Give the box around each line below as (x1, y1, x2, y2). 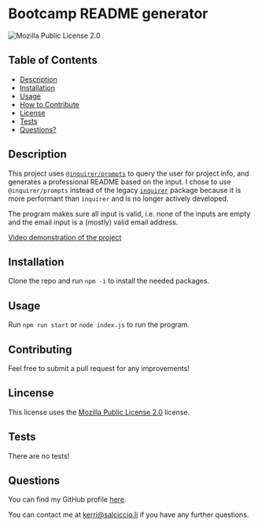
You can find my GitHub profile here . (8, 495, 127, 504)
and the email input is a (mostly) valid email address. (8, 217, 179, 227)
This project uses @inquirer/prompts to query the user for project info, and (8, 169, 249, 178)
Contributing (8, 343, 72, 356)
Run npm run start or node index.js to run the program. (8, 320, 190, 329)
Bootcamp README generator (8, 5, 208, 23)
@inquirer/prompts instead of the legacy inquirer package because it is (8, 185, 241, 195)
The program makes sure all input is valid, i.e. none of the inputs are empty (8, 209, 251, 218)
